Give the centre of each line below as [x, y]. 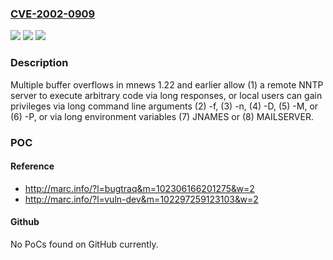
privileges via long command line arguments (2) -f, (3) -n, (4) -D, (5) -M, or [164, 106]
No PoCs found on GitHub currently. [84, 244]
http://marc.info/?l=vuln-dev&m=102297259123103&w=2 [141, 199]
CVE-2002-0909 [53, 14]
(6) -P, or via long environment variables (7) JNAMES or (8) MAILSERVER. [162, 116]
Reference [32, 166]
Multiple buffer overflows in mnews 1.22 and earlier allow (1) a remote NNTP [167, 84]
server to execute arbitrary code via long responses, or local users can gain [166, 95]
